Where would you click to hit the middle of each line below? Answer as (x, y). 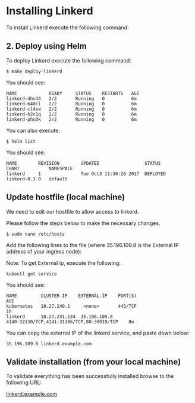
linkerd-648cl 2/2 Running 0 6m (71, 104)
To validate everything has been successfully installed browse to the (90, 376)
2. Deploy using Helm (47, 46)
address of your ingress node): (44, 251)
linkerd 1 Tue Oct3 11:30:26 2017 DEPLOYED (86, 174)
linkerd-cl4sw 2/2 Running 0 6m (71, 109)
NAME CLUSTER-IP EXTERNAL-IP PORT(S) (71, 296)
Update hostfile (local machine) (66, 197)
